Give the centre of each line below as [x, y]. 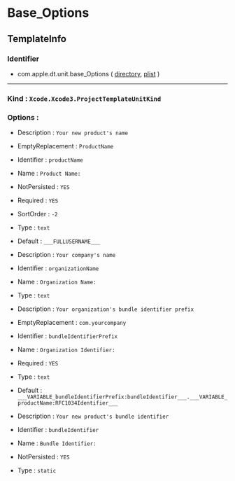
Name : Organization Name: [57, 282]
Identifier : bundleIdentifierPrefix [67, 336]
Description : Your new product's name [73, 133]
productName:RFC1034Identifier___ [67, 403]
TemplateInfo [37, 39]
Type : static [37, 470]
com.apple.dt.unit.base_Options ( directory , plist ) [88, 74]
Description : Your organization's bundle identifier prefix [106, 309]
